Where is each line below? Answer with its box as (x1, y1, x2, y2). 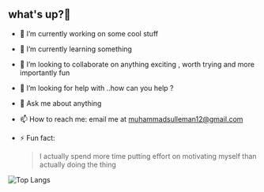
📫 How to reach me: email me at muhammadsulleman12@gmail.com (19, 114, 243, 123)
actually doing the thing (39, 160, 117, 169)
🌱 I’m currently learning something (19, 44, 133, 54)
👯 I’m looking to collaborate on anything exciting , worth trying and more (19, 59, 255, 69)
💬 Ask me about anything (19, 98, 102, 107)
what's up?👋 (8, 8, 71, 21)
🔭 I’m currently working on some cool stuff (19, 28, 159, 38)
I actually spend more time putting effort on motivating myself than (39, 151, 257, 160)
